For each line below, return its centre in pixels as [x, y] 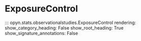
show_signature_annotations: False [41, 33]
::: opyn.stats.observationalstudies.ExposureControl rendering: [70, 22]
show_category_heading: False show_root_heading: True [64, 27]
